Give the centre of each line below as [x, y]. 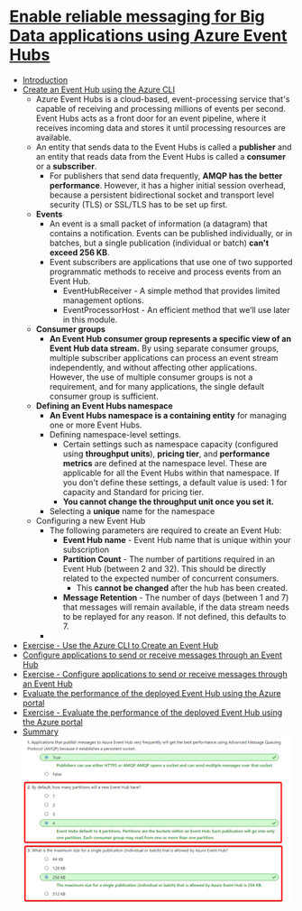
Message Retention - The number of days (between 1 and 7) [176, 597]
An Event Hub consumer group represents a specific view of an [170, 338]
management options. [103, 300]
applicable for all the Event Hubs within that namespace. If [171, 473]
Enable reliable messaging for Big [137, 17]
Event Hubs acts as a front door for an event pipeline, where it [151, 118]
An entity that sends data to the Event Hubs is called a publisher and [164, 147]
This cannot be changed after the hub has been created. [182, 587]
